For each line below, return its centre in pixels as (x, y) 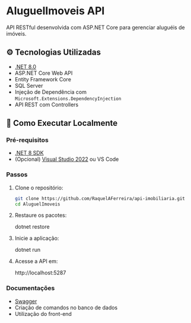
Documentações (31, 288)
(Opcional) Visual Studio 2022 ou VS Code (67, 159)
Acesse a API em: (36, 261)
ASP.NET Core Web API (44, 73)
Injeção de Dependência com (51, 92)
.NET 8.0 (26, 66)
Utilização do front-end (43, 313)
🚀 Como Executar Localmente (62, 123)
